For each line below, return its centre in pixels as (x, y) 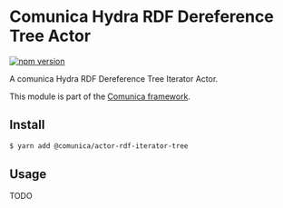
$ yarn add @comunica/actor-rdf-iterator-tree (99, 146)
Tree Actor (50, 36)
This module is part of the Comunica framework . (100, 96)
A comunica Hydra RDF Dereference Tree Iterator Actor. (114, 78)
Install (27, 125)
